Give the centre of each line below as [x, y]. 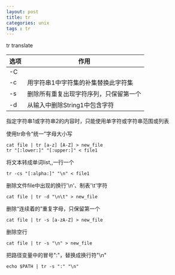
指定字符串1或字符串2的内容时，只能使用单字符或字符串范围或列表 [88, 121]
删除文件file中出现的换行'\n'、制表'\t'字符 [57, 186]
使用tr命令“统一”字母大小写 [40, 134]
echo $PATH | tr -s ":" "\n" [43, 267]
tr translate [20, 46]
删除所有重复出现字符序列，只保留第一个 [85, 94]
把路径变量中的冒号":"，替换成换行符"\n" [56, 255]
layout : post [22, 12]
